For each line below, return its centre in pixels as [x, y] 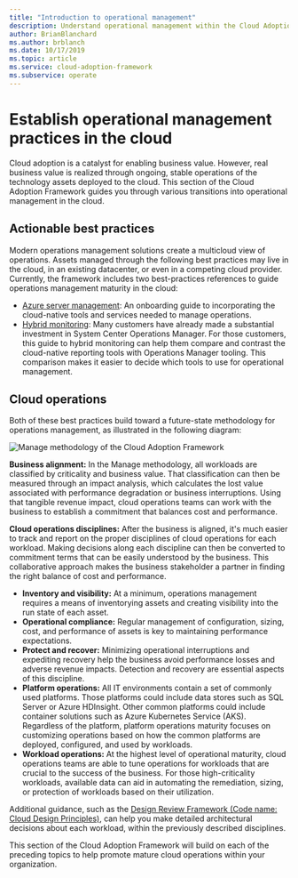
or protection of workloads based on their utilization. [118, 792]
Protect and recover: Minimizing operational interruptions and [136, 650]
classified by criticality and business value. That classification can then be [145, 474]
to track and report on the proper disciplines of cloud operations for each [143, 538]
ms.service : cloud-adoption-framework [81, 68]
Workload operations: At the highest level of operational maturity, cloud [154, 754]
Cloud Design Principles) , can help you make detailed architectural [131, 818]
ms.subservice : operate [53, 76]
